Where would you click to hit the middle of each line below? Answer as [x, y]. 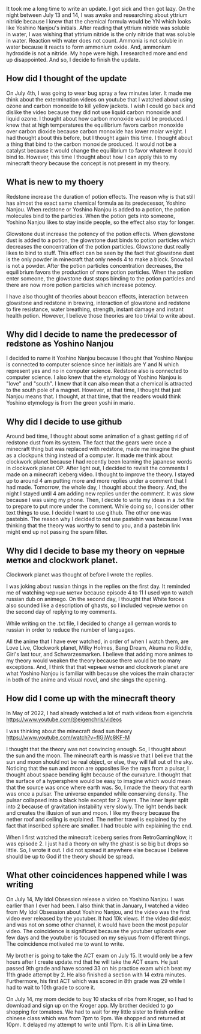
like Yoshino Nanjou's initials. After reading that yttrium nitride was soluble [98, 28]
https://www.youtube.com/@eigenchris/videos [64, 719]
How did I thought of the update [67, 78]
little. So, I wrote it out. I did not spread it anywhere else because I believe [97, 850]
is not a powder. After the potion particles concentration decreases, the [94, 265]
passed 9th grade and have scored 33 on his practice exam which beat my [99, 968]
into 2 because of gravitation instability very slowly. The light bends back [97, 806]
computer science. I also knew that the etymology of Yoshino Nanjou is [94, 377]
